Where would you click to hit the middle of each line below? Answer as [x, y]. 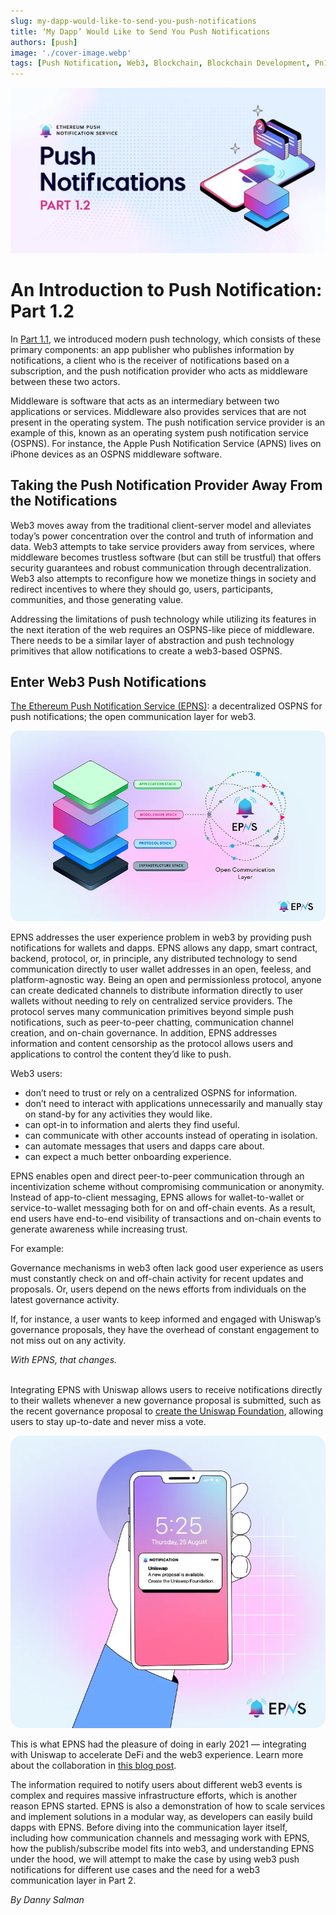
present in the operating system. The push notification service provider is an [168, 422]
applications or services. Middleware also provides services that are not [158, 411]
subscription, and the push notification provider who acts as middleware [159, 371]
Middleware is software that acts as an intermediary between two [145, 401]
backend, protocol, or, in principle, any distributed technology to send [154, 958]
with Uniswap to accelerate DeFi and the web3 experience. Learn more [157, 1755]
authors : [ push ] [44, 42]
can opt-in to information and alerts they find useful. [132, 1124]
